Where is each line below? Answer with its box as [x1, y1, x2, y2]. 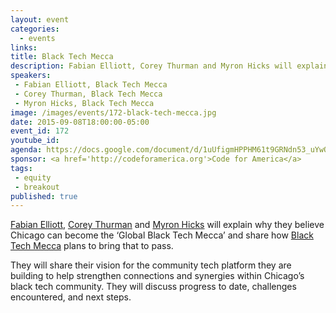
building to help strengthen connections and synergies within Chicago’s [10, 270, 305, 282]
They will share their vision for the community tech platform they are [10, 259, 292, 271]
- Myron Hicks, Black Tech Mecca [14, 98, 155, 108]
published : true [10, 191, 78, 201]
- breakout [14, 182, 60, 192]
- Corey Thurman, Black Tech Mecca [14, 89, 163, 99]
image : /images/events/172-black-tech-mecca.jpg [10, 107, 217, 118]
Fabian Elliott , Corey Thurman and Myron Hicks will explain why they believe [10, 219, 325, 231]
